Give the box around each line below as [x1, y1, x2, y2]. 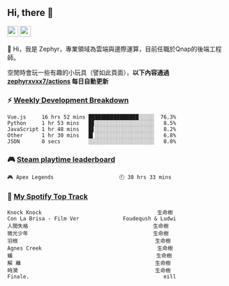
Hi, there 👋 [7, 7, 54, 19]
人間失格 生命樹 [7, 223, 169, 229]
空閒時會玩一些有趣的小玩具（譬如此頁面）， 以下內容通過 [7, 68, 170, 77]
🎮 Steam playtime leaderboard [7, 155, 115, 165]
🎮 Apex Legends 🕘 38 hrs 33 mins [7, 174, 172, 181]
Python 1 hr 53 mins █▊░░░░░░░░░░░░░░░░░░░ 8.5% [7, 120, 177, 127]
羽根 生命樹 [7, 237, 171, 244]
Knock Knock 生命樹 [7, 209, 173, 216]
